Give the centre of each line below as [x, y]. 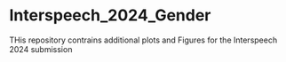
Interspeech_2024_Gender [110, 15]
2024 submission [41, 49]
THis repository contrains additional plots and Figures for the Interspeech [143, 40]
